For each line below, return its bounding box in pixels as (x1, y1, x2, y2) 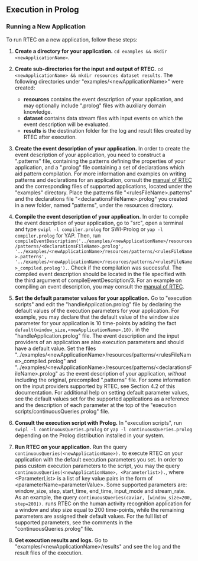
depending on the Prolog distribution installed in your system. (14, 432, 165, 439)
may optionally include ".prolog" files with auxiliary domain (23, 102, 167, 109)
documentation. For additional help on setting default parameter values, (14, 389, 190, 396)
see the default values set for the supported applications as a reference (14, 395, 189, 402)
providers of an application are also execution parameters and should (14, 338, 184, 345)
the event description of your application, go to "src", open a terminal (14, 219, 183, 226)
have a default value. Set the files (14, 345, 96, 352)
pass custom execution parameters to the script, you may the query (14, 462, 180, 469)
